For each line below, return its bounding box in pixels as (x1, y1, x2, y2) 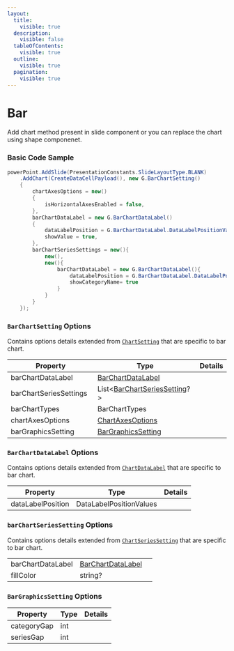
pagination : (13, 68, 49, 75)
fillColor (10, 570, 37, 580)
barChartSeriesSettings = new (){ (32, 247, 130, 254)
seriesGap (10, 632, 45, 642)
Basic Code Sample (7, 153, 75, 162)
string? (79, 570, 102, 580)
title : (13, 17, 33, 24)
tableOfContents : (13, 43, 64, 49)
